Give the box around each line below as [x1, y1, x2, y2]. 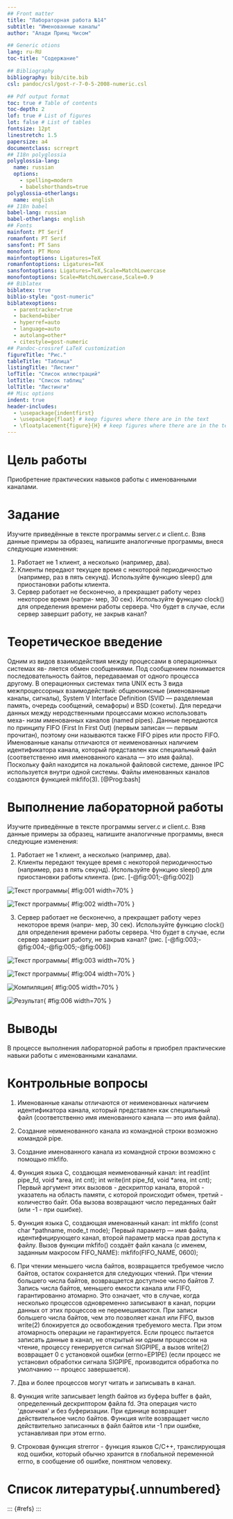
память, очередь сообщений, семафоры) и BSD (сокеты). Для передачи [7, 701, 222, 709]
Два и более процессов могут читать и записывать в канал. [17, 1378, 196, 1386]
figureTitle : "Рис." [7, 351, 67, 358]
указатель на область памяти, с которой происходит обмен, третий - [17, 1190, 223, 1199]
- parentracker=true [13, 306, 73, 313]
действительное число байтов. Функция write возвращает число [17, 1414, 209, 1422]
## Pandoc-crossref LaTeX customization [7, 345, 126, 351]
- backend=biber [13, 313, 60, 319]
